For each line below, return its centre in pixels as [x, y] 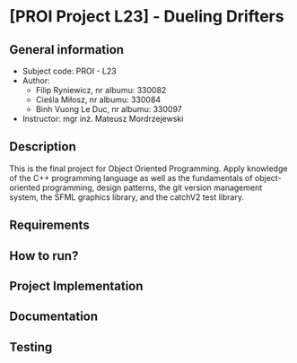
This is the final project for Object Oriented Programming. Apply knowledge [148, 169]
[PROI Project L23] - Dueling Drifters [147, 17]
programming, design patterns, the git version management [152, 187]
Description [43, 147]
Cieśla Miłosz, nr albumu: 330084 [98, 99]
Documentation [54, 317]
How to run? [44, 256]
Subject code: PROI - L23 [69, 71]
